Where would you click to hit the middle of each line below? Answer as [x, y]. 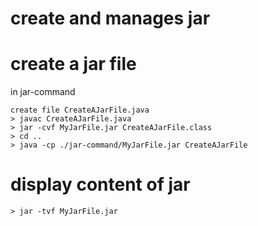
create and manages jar [110, 18]
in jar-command [43, 92]
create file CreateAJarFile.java [80, 110]
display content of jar [100, 184]
